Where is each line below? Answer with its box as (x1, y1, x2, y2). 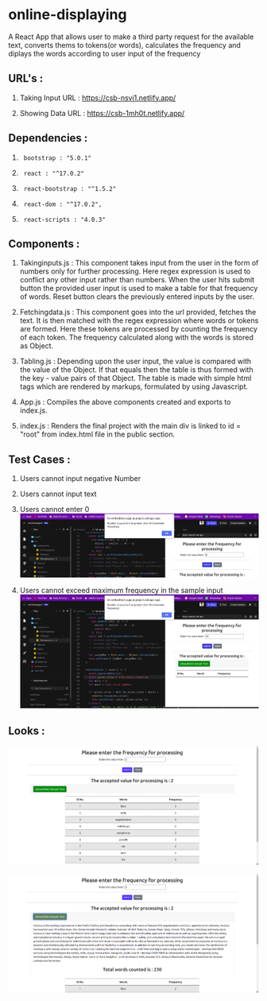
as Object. (19, 341, 54, 351)
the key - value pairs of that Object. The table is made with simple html (19, 374, 252, 383)
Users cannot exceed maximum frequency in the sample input (19, 585, 224, 595)
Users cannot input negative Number (19, 474, 141, 483)
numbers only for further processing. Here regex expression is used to (19, 266, 251, 276)
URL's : (8, 72, 44, 85)
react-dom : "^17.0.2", (23, 200, 103, 208)
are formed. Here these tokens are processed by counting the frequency (19, 324, 258, 334)
